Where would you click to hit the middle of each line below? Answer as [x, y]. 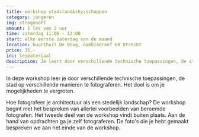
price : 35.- [21, 50]
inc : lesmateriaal [29, 56]
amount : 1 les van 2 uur [37, 28]
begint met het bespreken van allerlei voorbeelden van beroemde [86, 109]
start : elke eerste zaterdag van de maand [59, 39]
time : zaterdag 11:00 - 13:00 [44, 34]
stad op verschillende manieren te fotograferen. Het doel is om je [85, 84]
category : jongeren [30, 17]
